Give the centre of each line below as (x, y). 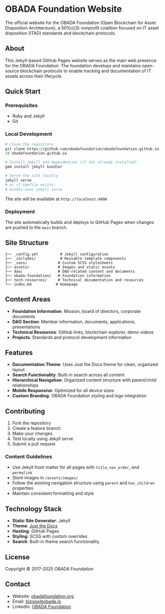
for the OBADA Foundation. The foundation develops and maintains (73, 65)
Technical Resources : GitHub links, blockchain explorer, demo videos (83, 332)
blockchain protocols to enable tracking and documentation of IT (86, 71)
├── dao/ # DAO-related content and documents (70, 271)
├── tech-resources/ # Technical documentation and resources (74, 280)
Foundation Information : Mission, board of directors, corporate (76, 311)
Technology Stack (33, 509)
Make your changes (32, 434)
